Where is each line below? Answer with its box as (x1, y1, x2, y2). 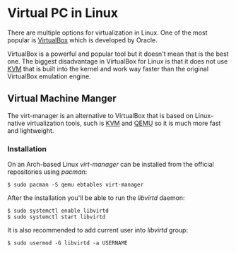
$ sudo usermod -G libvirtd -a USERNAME (7, 240, 129, 247)
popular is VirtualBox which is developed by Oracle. (7, 35, 158, 44)
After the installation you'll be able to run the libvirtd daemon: (7, 194, 185, 202)
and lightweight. (7, 126, 54, 135)
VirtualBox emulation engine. (7, 72, 91, 81)
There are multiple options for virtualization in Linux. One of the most (7, 28, 208, 37)
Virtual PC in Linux (7, 5, 119, 21)
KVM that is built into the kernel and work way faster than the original (7, 64, 209, 73)
